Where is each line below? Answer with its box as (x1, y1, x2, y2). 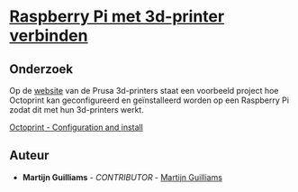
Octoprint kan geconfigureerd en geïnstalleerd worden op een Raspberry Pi (9, 95, 290, 105)
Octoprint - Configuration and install (9, 122, 144, 133)
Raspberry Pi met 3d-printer (9, 6, 225, 27)
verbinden (9, 25, 88, 46)
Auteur (9, 148, 50, 163)
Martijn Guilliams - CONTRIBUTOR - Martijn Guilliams (22, 171, 223, 182)
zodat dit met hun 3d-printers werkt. (9, 105, 144, 114)
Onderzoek (9, 61, 74, 77)
